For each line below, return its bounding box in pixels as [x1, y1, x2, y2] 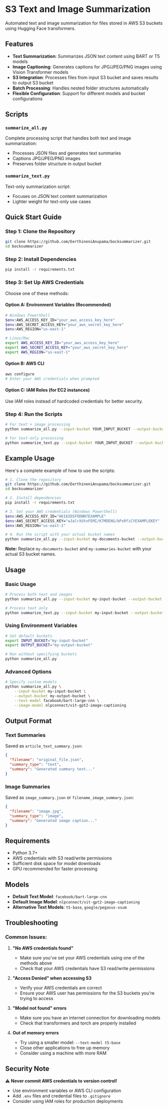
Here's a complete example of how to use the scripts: [5, 467, 115, 473]
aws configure [5, 371, 35, 377]
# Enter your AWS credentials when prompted [5, 376, 99, 381]
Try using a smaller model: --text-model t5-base [19, 1039, 121, 1045]
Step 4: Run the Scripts [5, 410, 62, 417]
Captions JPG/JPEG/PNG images [12, 155, 81, 161]
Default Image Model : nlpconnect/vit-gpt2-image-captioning [12, 899, 140, 904]
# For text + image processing [5, 422, 70, 427]
